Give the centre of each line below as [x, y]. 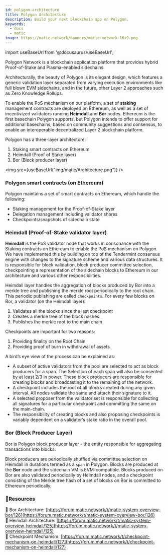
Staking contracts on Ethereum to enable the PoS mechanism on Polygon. [81, 249]
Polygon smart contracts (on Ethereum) [54, 183]
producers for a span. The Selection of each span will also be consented [88, 372]
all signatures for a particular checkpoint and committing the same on [84, 404]
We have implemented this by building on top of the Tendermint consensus [83, 254]
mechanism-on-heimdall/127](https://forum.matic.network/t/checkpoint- [80, 542]
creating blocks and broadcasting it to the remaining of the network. [83, 382]
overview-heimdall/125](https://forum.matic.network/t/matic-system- [77, 526]
